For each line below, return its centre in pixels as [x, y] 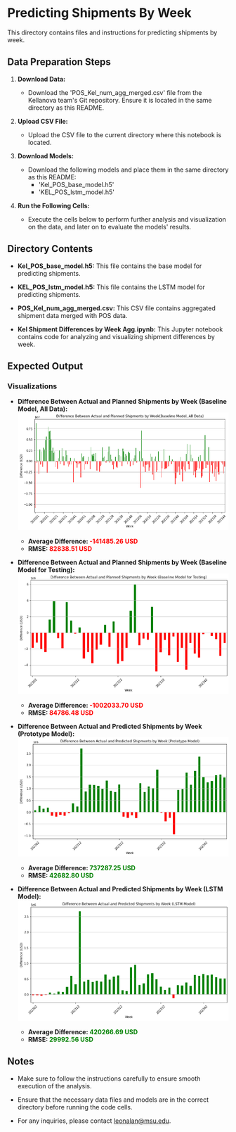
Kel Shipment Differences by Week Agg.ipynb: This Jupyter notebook [120, 329]
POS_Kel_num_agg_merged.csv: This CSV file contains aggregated [117, 308]
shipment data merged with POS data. [72, 315]
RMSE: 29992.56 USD [60, 1039]
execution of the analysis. [54, 1086]
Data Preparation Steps [59, 62]
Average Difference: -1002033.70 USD [86, 706]
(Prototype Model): [46, 734]
